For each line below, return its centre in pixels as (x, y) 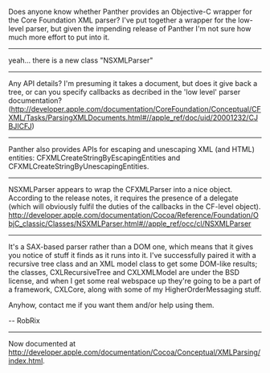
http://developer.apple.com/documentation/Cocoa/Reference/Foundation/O (133, 215)
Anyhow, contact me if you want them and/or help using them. (111, 305)
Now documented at (42, 344)
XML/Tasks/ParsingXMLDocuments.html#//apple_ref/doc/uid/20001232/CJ (133, 117)
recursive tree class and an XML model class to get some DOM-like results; (133, 264)
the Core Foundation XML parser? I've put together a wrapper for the (123, 20)
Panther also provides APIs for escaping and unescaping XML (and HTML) (132, 149)
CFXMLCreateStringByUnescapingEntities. (79, 166)
